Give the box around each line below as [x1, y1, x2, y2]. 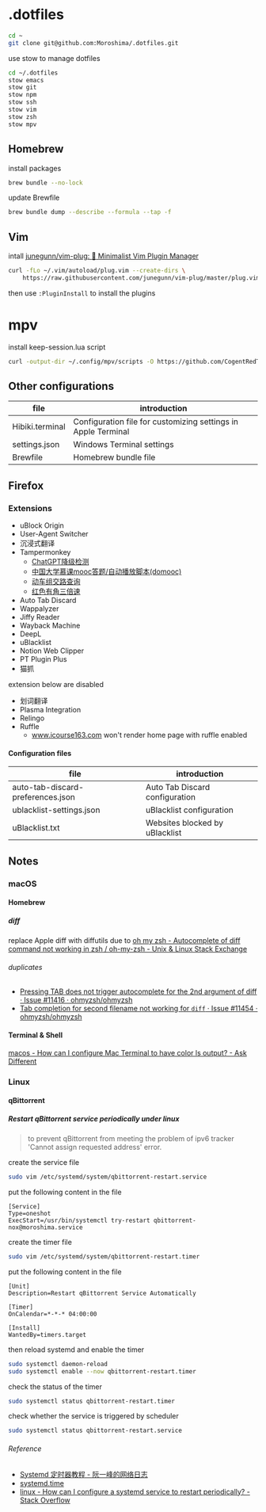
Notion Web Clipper [19, 646, 85, 655]
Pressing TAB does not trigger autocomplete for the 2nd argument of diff [19, 987, 257, 996]
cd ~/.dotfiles [8, 69, 59, 77]
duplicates [8, 962, 43, 972]
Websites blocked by [145, 818, 224, 829]
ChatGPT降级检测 [31, 557, 89, 567]
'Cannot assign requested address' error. [27, 1143, 162, 1152]
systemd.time [19, 1478, 65, 1487]
